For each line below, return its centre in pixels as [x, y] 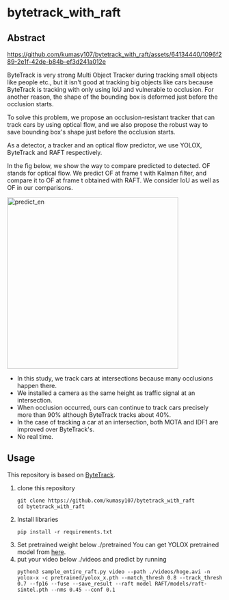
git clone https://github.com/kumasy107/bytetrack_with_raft [106, 501]
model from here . [41, 552]
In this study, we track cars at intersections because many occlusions [115, 378]
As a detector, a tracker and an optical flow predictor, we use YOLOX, [105, 145]
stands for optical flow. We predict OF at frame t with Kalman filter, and [107, 173]
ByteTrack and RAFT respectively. [55, 153]
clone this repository [46, 488]
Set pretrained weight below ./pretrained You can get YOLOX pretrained [118, 544]
